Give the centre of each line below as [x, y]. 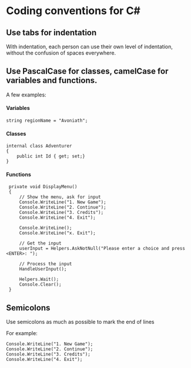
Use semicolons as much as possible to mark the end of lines [80, 322]
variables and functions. [52, 81]
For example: [22, 333]
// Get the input [40, 243]
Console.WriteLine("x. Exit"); [57, 233]
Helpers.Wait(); [39, 280]
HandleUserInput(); [43, 269]
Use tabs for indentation [51, 33]
